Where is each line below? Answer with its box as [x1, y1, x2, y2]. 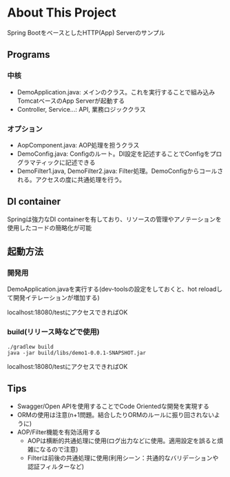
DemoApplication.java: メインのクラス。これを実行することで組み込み [17, 88, 216, 96]
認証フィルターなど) [27, 462, 85, 470]
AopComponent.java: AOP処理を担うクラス [17, 141, 140, 149]
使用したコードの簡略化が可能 [7, 223, 92, 232]
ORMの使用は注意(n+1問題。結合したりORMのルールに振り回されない [17, 410, 215, 418]
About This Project [7, 5, 117, 21]
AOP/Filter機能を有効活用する [17, 427, 101, 436]
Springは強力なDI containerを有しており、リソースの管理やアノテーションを [7, 215, 222, 223]
